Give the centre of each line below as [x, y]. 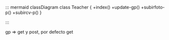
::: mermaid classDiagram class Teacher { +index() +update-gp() [73, 7]
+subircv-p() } [27, 12]
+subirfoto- [153, 7]
